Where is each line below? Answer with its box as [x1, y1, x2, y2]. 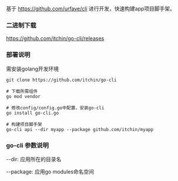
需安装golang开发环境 [6, 65, 59, 72]
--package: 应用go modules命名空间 [6, 168, 95, 175]
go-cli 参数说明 [6, 141, 49, 149]
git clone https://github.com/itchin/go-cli [6, 77, 117, 83]
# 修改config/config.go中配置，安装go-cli [6, 105, 105, 110]
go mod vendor [6, 93, 41, 99]
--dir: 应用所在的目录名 [6, 155, 62, 163]
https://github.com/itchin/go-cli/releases [6, 35, 105, 42]
